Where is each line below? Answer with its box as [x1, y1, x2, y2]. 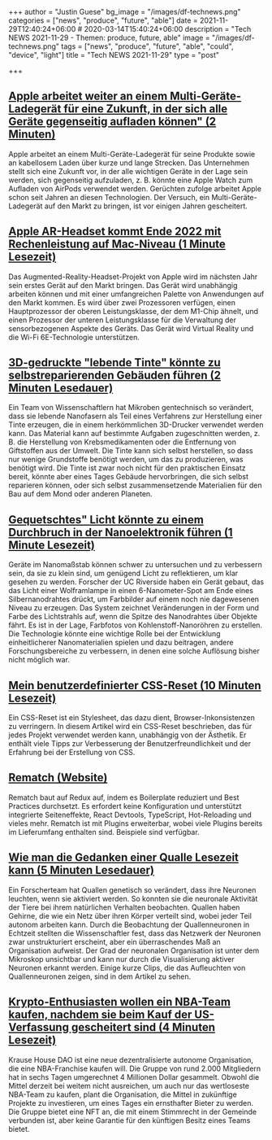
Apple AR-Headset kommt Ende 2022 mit [8, 225, 222, 238]
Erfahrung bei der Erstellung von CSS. [8, 748, 136, 758]
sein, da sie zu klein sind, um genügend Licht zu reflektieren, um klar [8, 569, 239, 579]
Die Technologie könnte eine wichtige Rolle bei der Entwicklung [8, 629, 221, 639]
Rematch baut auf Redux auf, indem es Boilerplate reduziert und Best [8, 793, 240, 802]
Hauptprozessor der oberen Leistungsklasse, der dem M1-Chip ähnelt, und [8, 306, 258, 316]
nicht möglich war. [8, 655, 71, 665]
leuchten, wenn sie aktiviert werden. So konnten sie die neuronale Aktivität [8, 893, 258, 903]
